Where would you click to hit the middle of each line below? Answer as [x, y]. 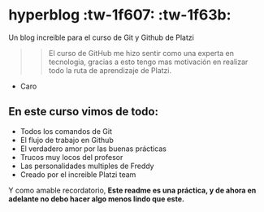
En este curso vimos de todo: [83, 112]
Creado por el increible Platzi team [78, 174]
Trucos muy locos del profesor [71, 157]
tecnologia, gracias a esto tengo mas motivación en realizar [148, 62]
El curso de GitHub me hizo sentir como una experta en [141, 53]
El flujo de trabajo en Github [67, 140]
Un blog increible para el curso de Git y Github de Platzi [102, 37]
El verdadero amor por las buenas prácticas [93, 149]
